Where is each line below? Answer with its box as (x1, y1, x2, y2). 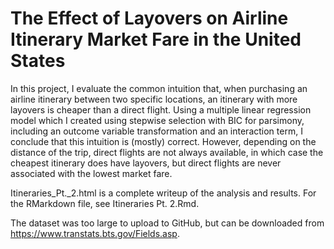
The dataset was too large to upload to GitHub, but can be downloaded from (10, 217, 325, 229)
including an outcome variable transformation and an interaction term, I (10, 125, 303, 137)
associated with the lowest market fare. (10, 167, 173, 179)
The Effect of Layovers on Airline (10, 7, 289, 30)
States (10, 50, 66, 72)
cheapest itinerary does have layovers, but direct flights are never (10, 157, 282, 169)
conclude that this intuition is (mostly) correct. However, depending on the (10, 135, 317, 147)
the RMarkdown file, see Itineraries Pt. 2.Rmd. (10, 197, 200, 209)
